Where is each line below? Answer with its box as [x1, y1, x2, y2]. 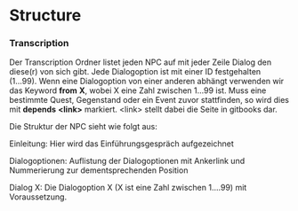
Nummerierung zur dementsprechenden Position [9, 165, 189, 176]
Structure [9, 5, 82, 26]
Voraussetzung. [9, 191, 68, 202]
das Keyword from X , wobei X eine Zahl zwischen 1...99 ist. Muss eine [9, 85, 267, 96]
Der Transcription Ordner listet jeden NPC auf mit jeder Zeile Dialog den [9, 57, 272, 67]
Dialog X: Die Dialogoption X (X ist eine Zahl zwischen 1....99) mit [9, 183, 247, 193]
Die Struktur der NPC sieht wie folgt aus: [9, 121, 157, 132]
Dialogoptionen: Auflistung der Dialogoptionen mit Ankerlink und [9, 156, 246, 167]
